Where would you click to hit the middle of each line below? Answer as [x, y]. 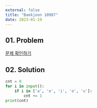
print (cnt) [17, 100]
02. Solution [25, 70]
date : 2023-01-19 [24, 19]
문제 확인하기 [18, 53]
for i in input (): [25, 86]
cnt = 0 [14, 81]
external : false [22, 10]
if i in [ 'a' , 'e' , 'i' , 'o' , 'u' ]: [54, 91]
